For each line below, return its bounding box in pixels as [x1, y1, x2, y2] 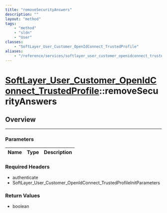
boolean [12, 204, 29, 210]
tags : [5, 21, 16, 26]
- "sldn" [14, 30, 32, 35]
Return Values [5, 192, 40, 199]
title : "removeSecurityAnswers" [5, 7, 72, 12]
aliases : [5, 49, 23, 53]
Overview [5, 115, 36, 124]
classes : [5, 40, 23, 45]
